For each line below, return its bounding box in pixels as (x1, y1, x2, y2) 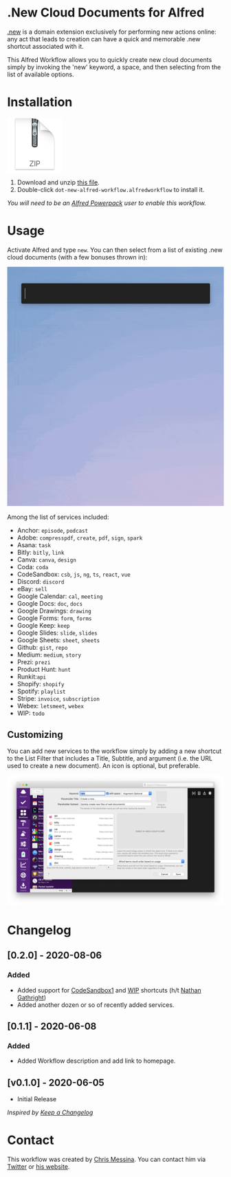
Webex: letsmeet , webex (16, 701, 85, 710)
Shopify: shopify (16, 679, 65, 688)
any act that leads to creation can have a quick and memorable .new (7, 34, 201, 43)
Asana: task (16, 540, 52, 549)
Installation (7, 94, 73, 110)
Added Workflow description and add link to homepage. (16, 1057, 176, 1065)
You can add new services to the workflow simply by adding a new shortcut (7, 747, 222, 755)
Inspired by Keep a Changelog (7, 1108, 93, 1116)
